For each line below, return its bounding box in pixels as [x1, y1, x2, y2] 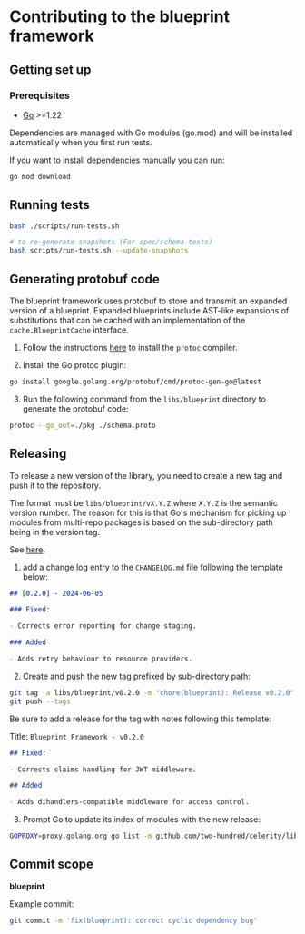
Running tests [9, 197, 91, 213]
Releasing [9, 446, 67, 462]
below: [22, 571, 48, 582]
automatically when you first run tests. [9, 136, 152, 147]
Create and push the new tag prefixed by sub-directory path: [22, 671, 251, 681]
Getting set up [9, 62, 92, 77]
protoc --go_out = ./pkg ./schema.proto [9, 421, 156, 430]
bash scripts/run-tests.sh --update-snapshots [9, 246, 189, 255]
